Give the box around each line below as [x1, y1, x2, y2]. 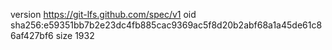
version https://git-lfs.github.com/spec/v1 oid [10, 9, 197, 20]
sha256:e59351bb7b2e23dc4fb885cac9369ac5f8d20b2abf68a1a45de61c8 [10, 19, 323, 31]
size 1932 [55, 30, 95, 41]
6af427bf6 [10, 30, 54, 41]
